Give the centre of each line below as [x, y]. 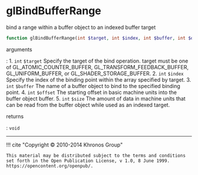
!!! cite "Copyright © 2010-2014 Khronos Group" [65, 145]
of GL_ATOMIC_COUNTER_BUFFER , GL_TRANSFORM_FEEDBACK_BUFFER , [97, 67]
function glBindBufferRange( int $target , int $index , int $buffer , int [96, 38]
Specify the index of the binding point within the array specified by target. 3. [99, 80]
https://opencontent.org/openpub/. [50, 166]
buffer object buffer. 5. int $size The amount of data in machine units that [96, 98]
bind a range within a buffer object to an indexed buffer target [81, 27]
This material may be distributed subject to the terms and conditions [96, 155]
